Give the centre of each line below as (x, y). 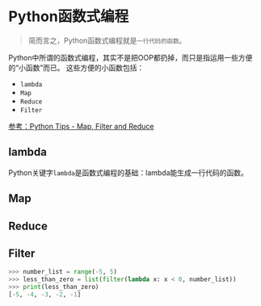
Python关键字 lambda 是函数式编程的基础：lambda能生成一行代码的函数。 (128, 172)
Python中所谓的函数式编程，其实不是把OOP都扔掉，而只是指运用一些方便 (130, 57)
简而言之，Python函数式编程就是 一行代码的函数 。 (107, 40)
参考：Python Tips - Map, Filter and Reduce (81, 126)
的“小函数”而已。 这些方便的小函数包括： (76, 67)
